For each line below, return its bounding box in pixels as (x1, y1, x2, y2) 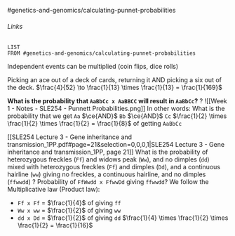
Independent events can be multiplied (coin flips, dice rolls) (7, 63, 179, 71)
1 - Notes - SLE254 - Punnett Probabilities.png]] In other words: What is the (7, 105, 225, 113)
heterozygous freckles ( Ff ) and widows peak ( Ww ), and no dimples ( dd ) (7, 155, 210, 164)
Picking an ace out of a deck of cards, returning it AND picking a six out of (7, 76, 222, 84)
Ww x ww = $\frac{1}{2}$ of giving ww (17, 206, 121, 215)
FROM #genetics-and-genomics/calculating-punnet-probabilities (7, 50, 196, 57)
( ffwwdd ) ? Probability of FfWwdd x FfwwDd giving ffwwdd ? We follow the (7, 178, 209, 186)
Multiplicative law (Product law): (7, 185, 100, 194)
